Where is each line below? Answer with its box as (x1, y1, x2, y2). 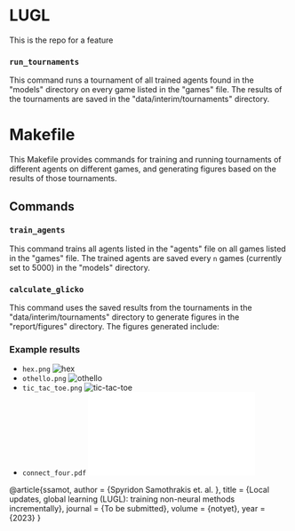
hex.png (21, 365, 51, 374)
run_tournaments (9, 57, 80, 67)
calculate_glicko (9, 284, 84, 294)
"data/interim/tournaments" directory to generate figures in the (9, 312, 240, 322)
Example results (9, 344, 81, 356)
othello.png (21, 375, 67, 384)
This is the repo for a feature (9, 35, 114, 45)
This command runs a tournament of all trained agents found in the (9, 75, 255, 85)
